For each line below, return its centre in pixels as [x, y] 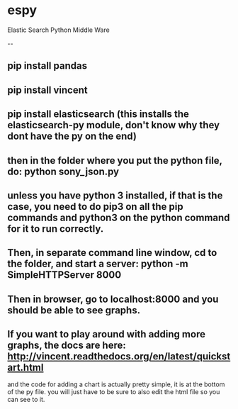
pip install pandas [47, 66]
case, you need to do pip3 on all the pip [95, 207]
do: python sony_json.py [63, 171]
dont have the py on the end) [72, 136]
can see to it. [26, 400]
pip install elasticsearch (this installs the [98, 114]
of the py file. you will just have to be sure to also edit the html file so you [114, 392]
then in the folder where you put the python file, [115, 161]
